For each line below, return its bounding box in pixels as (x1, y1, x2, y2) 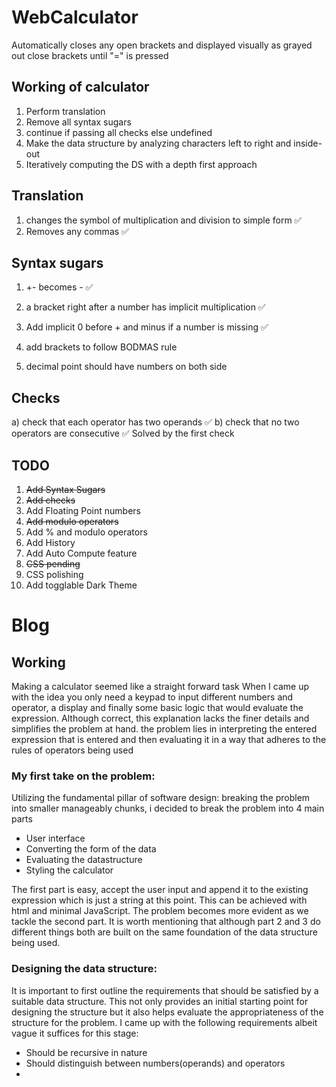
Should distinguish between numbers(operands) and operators (25, 1057, 286, 1069)
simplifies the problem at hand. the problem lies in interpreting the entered (11, 723, 318, 735)
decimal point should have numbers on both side (25, 361, 228, 373)
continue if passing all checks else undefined (25, 126, 213, 138)
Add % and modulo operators (25, 526, 148, 538)
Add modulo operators (25, 516, 119, 527)
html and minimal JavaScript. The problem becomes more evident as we (11, 905, 309, 917)
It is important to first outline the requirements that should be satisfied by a (11, 984, 319, 996)
